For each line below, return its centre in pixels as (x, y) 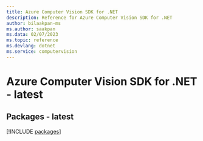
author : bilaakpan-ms (34, 23)
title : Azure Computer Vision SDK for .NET (62, 12)
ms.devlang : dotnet (31, 46)
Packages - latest (40, 117)
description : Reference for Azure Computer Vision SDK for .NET (89, 18)
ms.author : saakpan (31, 29)
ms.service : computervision (42, 52)
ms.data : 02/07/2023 (33, 35)
